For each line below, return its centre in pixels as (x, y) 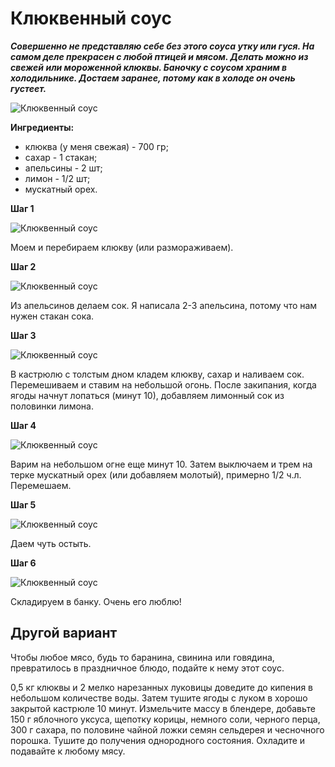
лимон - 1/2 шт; (57, 178)
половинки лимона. (52, 406)
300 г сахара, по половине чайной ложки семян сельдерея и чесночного (167, 729)
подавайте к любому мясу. (68, 751)
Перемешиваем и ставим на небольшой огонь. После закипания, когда (163, 384)
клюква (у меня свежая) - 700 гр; (96, 146)
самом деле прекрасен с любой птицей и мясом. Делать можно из (159, 56)
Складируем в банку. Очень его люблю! (96, 601)
